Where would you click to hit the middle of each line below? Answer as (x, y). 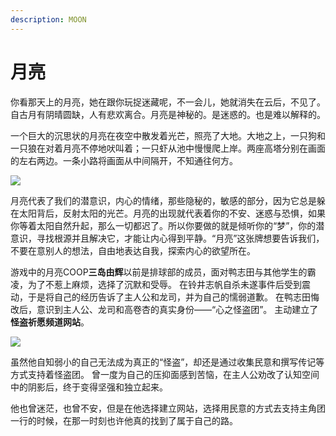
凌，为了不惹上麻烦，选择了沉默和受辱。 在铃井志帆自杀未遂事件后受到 (156, 284)
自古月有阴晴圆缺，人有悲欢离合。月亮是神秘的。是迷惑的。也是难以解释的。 (168, 114)
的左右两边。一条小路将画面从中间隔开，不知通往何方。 (124, 160)
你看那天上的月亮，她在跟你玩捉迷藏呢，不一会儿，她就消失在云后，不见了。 (168, 102)
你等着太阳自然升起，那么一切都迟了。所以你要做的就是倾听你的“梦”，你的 (163, 225)
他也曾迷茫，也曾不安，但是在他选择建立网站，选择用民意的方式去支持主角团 (168, 408)
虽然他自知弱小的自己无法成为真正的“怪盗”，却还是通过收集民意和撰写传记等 (167, 362)
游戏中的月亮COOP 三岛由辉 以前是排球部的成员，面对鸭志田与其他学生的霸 (163, 272)
